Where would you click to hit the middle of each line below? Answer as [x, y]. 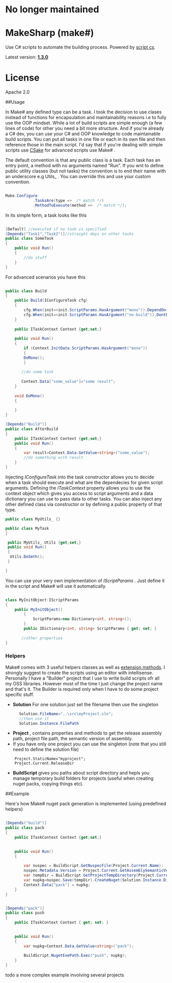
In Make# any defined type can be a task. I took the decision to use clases [84, 112]
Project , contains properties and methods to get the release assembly [87, 733]
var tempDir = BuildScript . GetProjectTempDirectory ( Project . [90, 875]
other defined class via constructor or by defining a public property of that [84, 504]
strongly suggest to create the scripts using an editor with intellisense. [79, 672]
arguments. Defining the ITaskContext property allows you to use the [78, 488]
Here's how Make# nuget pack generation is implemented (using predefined [86, 804]
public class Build [26, 291]
